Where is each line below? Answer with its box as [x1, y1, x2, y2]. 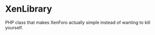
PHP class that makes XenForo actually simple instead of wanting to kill [5, 19, 151, 25]
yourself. [5, 24, 23, 30]
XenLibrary [5, 3, 52, 15]
